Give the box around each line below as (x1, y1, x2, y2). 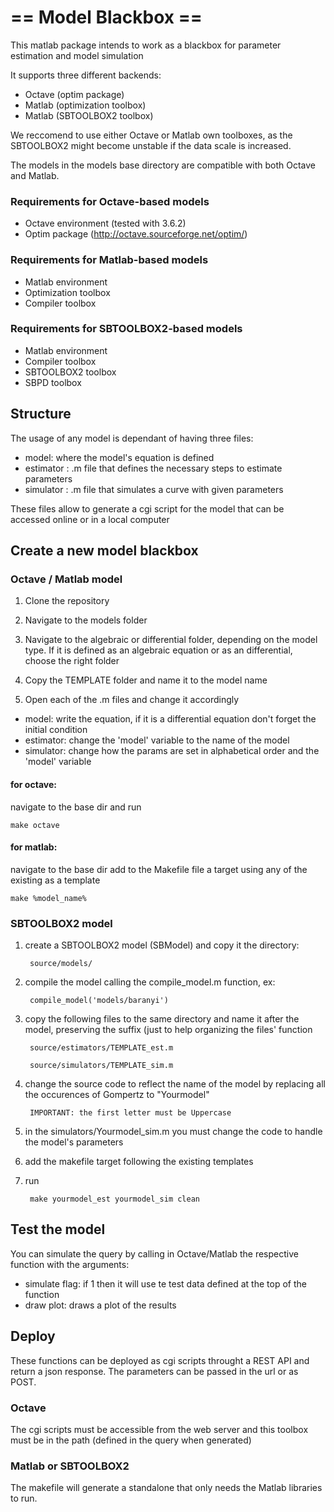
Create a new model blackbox (10, 542, 199, 560)
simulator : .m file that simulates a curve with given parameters (24, 483, 284, 495)
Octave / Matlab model (10, 572, 123, 586)
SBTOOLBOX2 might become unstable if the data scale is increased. (10, 139, 292, 151)
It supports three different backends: (10, 69, 162, 81)
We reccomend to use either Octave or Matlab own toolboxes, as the (10, 129, 293, 141)
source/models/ (29, 959, 93, 969)
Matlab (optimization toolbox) (24, 99, 147, 111)
